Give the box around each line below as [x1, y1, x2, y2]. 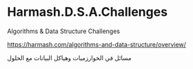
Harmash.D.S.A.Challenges [7, 4, 167, 20]
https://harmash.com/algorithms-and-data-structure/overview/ [7, 40, 186, 48]
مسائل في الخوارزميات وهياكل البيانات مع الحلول [7, 53, 132, 62]
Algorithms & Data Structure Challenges [7, 27, 121, 35]
